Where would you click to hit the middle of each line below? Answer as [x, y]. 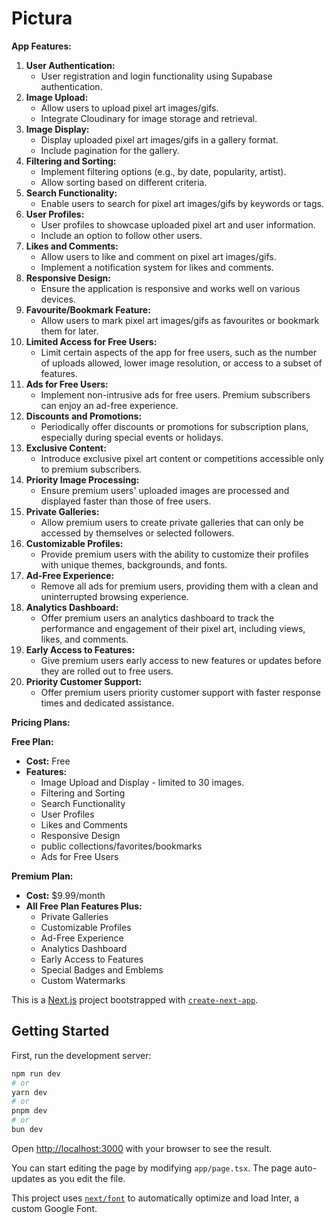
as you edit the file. [86, 1178]
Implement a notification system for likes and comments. [157, 267]
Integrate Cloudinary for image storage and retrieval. [149, 118]
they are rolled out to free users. [107, 671]
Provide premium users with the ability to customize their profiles [174, 554]
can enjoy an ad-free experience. [109, 405]
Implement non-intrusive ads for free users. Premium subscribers [175, 394]
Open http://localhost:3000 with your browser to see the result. [142, 1148]
